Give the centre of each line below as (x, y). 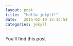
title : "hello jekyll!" (32, 15)
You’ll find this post (26, 39)
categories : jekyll (26, 24)
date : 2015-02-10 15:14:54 (36, 19)
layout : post (19, 10)
